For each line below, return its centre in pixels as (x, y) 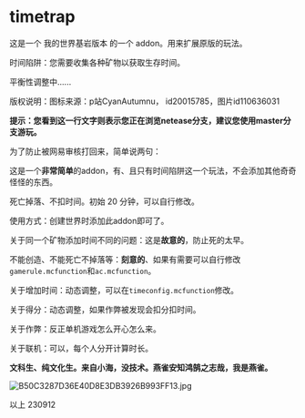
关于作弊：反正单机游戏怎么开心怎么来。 (85, 329)
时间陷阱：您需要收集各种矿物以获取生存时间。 (97, 62)
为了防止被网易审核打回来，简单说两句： (85, 151)
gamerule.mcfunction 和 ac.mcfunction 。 (83, 270)
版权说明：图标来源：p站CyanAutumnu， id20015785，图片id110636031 (145, 101)
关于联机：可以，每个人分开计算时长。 (81, 348)
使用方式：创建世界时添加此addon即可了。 (89, 220)
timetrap (42, 17)
